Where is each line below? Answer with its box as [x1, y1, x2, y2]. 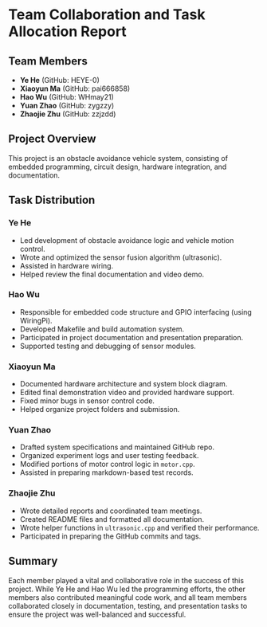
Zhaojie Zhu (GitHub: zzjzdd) [19, 109, 116, 119]
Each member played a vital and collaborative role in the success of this [8, 575, 245, 585]
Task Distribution [8, 194, 96, 207]
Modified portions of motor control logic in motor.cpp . [19, 460, 195, 469]
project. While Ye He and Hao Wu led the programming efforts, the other [8, 584, 245, 594]
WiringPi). [19, 315, 53, 325]
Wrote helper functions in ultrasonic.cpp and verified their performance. [19, 523, 260, 532]
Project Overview [8, 132, 96, 146]
